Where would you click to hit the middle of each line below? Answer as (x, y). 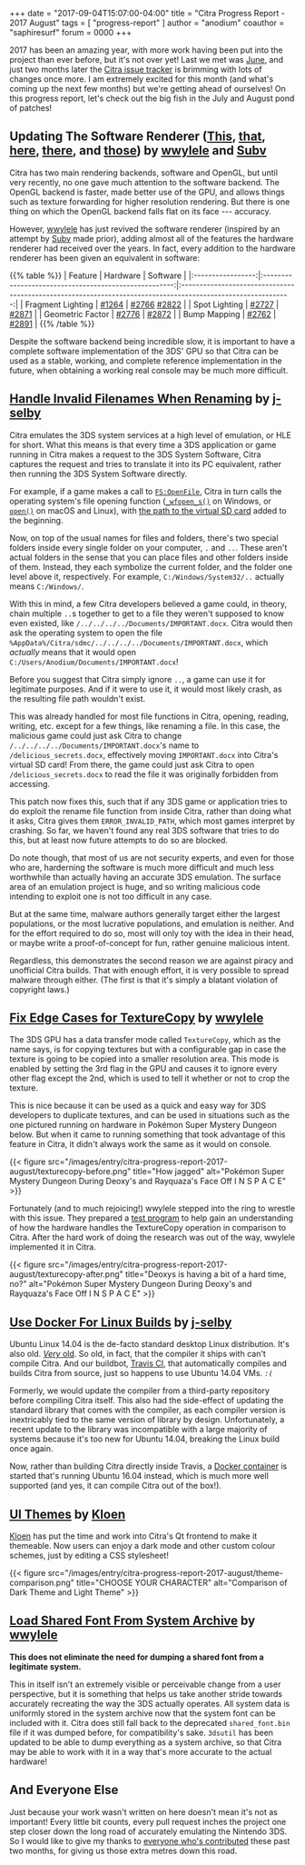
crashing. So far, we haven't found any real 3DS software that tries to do (144, 830)
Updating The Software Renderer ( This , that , (138, 137)
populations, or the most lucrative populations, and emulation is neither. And (152, 923)
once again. (31, 1449)
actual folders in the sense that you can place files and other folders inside (149, 557)
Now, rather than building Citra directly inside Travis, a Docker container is (148, 1466)
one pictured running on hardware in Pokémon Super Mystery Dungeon (143, 1125)
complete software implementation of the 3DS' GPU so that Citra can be (144, 351)
